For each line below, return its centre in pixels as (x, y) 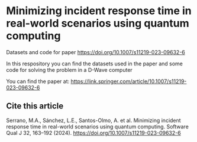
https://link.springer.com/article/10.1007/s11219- (129, 81)
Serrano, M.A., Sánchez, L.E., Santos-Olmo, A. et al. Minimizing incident (94, 120)
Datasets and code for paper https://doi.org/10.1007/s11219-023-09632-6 (96, 52)
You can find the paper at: (38, 81)
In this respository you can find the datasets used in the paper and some (95, 64)
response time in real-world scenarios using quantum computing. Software (98, 126)
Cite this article (35, 106)
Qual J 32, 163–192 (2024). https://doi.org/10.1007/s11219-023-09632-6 (94, 133)
